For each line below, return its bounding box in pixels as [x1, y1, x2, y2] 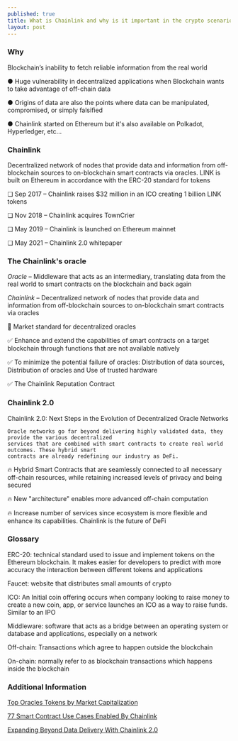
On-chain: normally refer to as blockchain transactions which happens [7, 657, 212, 665]
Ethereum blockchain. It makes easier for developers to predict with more [7, 558, 222, 566]
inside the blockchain [7, 664, 69, 673]
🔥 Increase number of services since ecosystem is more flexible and [7, 508, 208, 517]
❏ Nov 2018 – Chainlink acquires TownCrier [7, 211, 135, 219]
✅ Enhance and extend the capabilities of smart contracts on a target [7, 336, 209, 345]
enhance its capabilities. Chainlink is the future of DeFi [7, 516, 166, 525]
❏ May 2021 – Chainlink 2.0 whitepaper [7, 238, 123, 247]
